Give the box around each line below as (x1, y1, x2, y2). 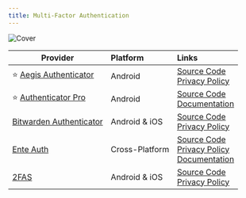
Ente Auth (12, 143, 49, 154)
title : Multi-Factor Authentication (8, 11, 129, 20)
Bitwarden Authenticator (12, 116, 103, 127)
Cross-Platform (110, 143, 170, 154)
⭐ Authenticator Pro (12, 92, 86, 103)
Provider (40, 52, 75, 63)
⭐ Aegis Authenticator (12, 69, 94, 80)
